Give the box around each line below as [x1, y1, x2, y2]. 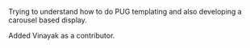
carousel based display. [8, 15, 87, 25]
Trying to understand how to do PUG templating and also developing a [8, 7, 242, 16]
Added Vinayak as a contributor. [8, 31, 115, 40]
